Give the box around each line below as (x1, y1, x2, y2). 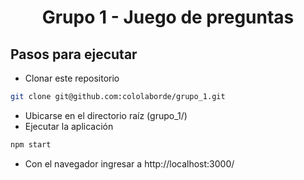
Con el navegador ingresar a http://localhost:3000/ (24, 157, 235, 170)
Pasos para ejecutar (10, 46, 138, 63)
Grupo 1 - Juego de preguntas (41, 6, 295, 29)
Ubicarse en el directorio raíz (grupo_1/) (24, 109, 188, 121)
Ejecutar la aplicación (24, 120, 114, 132)
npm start (10, 139, 52, 150)
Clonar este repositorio (24, 72, 120, 84)
